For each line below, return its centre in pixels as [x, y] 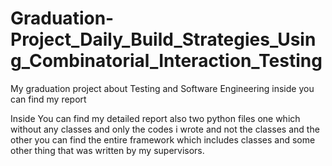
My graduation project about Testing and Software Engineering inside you [162, 88]
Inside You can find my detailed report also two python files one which [155, 118]
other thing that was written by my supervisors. [107, 150]
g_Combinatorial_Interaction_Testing [166, 61]
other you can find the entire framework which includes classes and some [163, 139]
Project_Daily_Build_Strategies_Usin [163, 39]
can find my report [48, 99]
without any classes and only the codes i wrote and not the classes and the [165, 129]
